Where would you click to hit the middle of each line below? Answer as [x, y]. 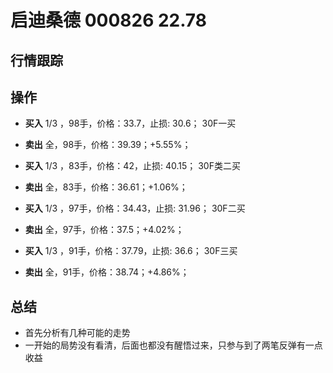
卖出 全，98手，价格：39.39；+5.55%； [108, 145]
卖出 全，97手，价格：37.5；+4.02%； [104, 230]
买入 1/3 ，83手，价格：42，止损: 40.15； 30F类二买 [132, 166]
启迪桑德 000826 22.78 [108, 20]
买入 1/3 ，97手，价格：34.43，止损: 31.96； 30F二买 [135, 208]
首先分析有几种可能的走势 [77, 333]
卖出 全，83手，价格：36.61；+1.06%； [106, 187]
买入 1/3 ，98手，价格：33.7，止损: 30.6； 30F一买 [130, 123]
